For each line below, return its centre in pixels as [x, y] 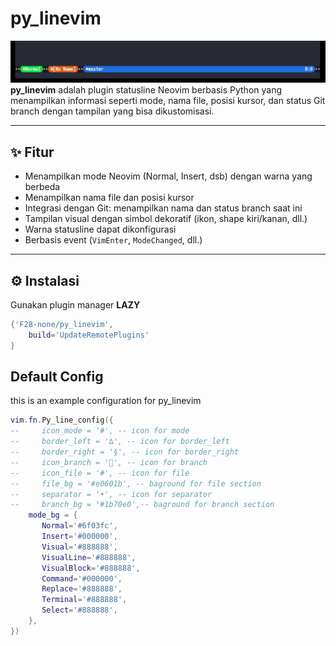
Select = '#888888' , [79, 610]
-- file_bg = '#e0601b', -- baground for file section [136, 483]
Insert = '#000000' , [79, 537]
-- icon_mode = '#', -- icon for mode [100, 431]
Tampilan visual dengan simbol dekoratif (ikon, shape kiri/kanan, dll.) [166, 219]
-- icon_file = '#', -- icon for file [100, 473]
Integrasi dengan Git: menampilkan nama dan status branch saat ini [163, 208]
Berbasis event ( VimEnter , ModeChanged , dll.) [113, 240]
